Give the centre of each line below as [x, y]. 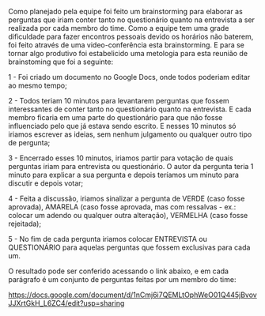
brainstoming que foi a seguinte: [61, 62]
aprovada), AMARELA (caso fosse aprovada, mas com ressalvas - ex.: [122, 207]
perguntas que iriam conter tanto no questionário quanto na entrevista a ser [132, 20]
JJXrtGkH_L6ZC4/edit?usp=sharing [66, 303]
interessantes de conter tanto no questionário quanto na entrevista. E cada [130, 109]
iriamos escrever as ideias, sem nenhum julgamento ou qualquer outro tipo [130, 134]
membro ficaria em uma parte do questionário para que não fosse [115, 117]
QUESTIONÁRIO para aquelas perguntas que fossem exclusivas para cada [129, 247]
